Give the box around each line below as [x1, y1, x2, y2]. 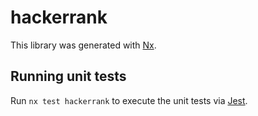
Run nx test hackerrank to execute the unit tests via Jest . [10, 94, 248, 106]
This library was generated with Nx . [10, 39, 157, 51]
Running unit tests [10, 68, 127, 85]
